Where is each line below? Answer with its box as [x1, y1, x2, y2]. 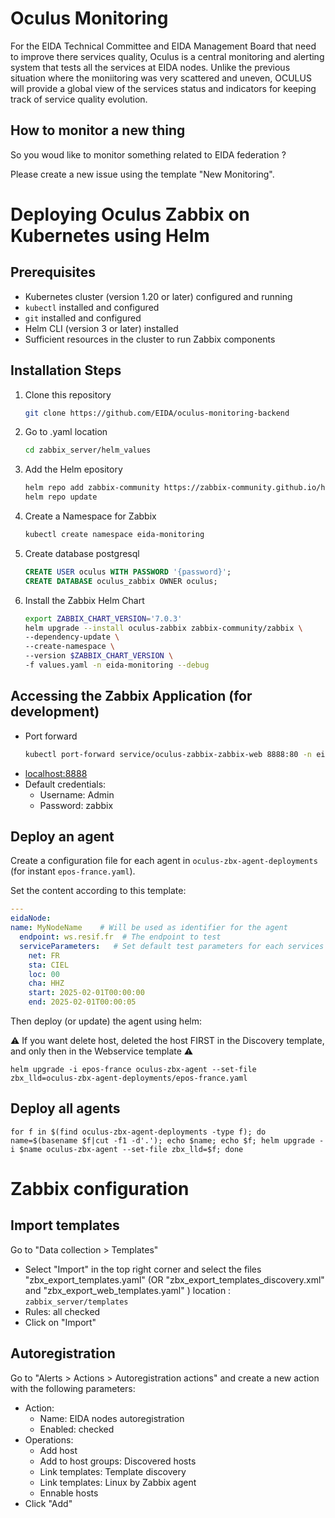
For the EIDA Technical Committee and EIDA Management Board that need [10, 40, 317, 52]
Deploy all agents [10, 1100, 121, 1117]
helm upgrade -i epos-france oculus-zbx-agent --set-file [10, 1065, 257, 1075]
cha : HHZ [28, 978, 65, 989]
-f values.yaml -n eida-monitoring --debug [24, 660, 210, 671]
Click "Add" [24, 1497, 73, 1509]
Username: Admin [39, 788, 115, 801]
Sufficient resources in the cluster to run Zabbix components [24, 333, 276, 345]
